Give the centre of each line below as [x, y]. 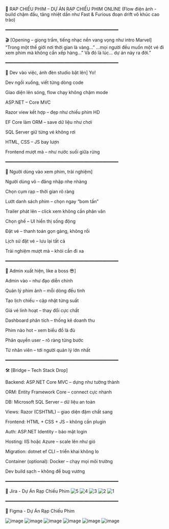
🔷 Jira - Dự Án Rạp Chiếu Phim [38, 491]
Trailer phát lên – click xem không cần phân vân [55, 211]
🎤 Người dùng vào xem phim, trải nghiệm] [49, 172]
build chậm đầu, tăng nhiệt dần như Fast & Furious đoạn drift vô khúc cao [82, 14]
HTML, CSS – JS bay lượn [32, 142]
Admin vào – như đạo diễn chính [39, 281]
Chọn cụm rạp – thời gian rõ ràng [40, 191]
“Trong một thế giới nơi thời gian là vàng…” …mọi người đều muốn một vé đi [85, 47]
